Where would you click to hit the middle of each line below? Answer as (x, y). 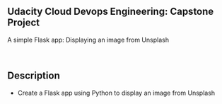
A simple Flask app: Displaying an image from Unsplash (88, 40)
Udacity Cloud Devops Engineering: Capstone (111, 12)
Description (34, 76)
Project (24, 23)
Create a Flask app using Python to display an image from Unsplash (116, 93)
